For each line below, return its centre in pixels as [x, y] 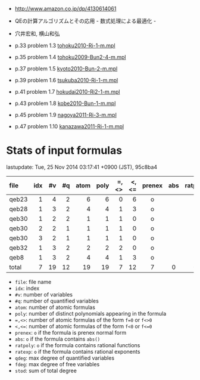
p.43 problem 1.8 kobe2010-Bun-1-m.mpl [65, 103]
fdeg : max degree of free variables [57, 364]
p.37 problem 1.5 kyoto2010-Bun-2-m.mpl [66, 69]
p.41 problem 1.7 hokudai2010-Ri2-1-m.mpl [67, 92]
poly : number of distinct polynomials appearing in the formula [90, 313]
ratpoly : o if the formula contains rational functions [77, 345]
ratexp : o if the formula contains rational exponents [77, 351]
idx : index [27, 288]
